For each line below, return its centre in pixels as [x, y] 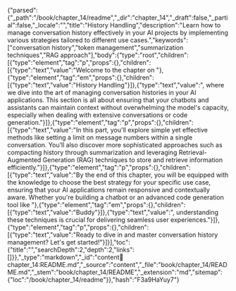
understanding [197, 212]
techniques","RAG [33, 55]
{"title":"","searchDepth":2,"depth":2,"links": [71, 250]
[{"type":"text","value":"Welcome [55, 70]
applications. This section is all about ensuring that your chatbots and [108, 100]
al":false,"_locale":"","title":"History [58, 25]
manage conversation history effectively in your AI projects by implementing [118, 32]
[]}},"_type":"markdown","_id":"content [63, 257]
